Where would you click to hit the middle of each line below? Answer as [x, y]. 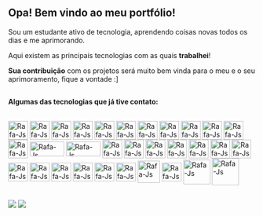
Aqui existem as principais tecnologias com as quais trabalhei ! [110, 55]
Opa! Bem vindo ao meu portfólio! [92, 13]
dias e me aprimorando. [46, 40]
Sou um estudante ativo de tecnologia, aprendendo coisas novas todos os [128, 31]
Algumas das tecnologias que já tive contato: [83, 102]
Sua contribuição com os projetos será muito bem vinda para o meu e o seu [132, 71]
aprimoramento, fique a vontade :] [64, 79]
